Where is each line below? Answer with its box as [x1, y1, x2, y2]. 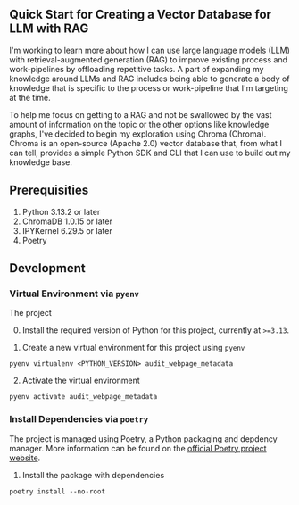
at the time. [9, 92, 51, 103]
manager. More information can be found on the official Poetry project [9, 443, 267, 453]
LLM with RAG [9, 21, 89, 37]
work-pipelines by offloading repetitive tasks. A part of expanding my [9, 63, 264, 74]
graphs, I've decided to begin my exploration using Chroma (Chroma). [9, 128, 267, 139]
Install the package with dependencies [21, 469, 165, 480]
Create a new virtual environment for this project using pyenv [21, 343, 245, 353]
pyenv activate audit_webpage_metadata [9, 393, 158, 402]
